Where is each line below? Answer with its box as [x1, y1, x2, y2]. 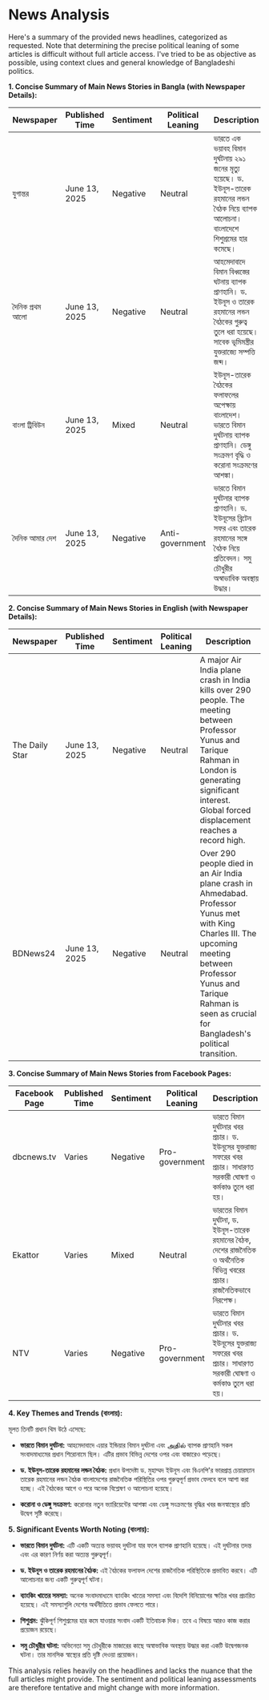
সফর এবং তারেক [213, 523, 256, 534]
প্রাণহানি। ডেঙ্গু [213, 439, 251, 450]
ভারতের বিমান [212, 1204, 248, 1215]
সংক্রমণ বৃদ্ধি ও [213, 449, 251, 460]
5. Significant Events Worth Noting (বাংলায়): [8, 1524, 150, 1534]
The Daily [12, 739, 48, 750]
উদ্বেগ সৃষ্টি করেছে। [19, 1508, 64, 1518]
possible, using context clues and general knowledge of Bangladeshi [8, 58, 235, 67]
